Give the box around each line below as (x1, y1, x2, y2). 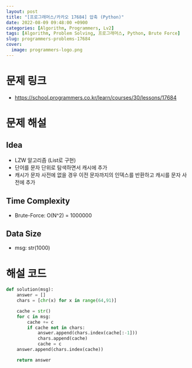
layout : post (6, 8, 38, 15)
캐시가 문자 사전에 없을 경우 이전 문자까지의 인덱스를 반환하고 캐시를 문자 (14, 171, 181, 178)
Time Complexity (6, 196, 70, 206)
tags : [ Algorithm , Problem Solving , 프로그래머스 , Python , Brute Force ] (6, 31, 180, 37)
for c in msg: (16, 313, 51, 320)
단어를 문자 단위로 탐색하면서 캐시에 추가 (14, 164, 107, 171)
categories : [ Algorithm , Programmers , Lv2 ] (6, 25, 114, 31)
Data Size (6, 228, 42, 238)
